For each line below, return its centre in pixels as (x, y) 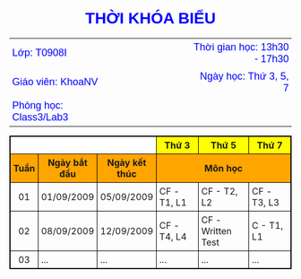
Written (217, 231)
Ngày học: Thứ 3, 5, (245, 76)
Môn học (224, 168)
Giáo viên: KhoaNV (55, 83)
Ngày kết (127, 162)
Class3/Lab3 (40, 117)
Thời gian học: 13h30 (241, 47)
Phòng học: (38, 105)
